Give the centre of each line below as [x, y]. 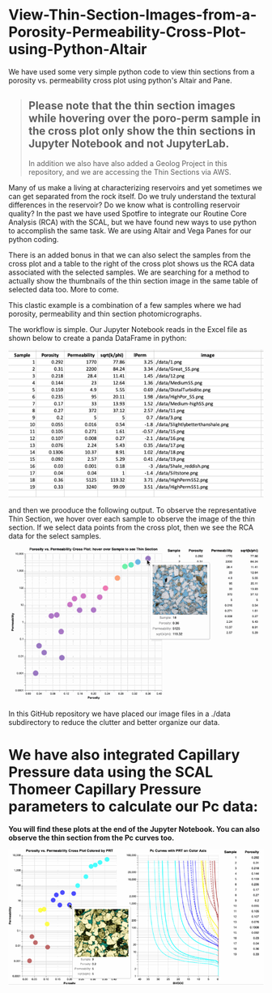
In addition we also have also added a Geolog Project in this [128, 163]
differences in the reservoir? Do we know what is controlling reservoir [124, 205]
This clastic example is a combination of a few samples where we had [125, 305]
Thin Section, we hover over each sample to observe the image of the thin [132, 519]
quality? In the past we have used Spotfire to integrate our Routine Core [127, 213]
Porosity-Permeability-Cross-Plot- [127, 32]
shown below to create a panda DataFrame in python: [98, 338]
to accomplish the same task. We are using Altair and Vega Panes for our [130, 230]
